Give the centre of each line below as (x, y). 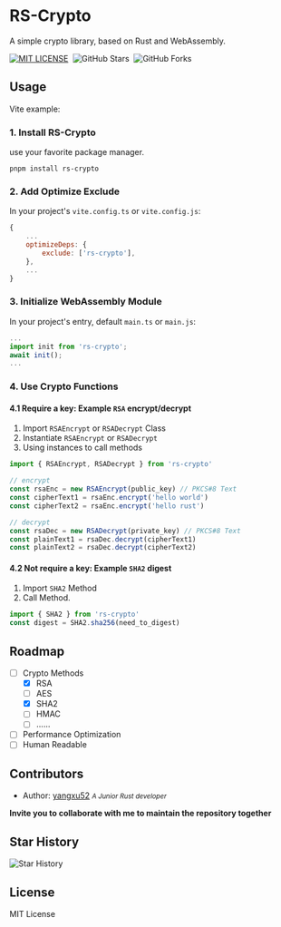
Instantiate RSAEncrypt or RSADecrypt (90, 438)
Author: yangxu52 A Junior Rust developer (95, 795)
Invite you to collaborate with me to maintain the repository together (140, 814)
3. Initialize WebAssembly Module (86, 302)
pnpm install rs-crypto (54, 169)
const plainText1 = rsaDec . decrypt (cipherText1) (103, 539)
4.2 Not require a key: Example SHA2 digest (91, 568)
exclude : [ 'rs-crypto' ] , (89, 253)
